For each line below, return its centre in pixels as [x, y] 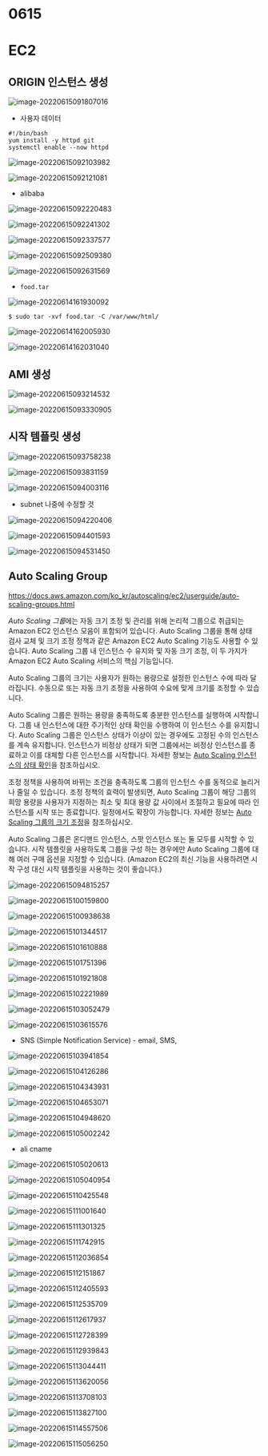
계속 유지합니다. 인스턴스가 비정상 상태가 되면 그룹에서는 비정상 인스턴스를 [132, 745]
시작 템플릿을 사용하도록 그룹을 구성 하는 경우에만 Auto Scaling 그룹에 [141, 849]
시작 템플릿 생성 [45, 437]
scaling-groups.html [42, 604]
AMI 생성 [30, 374]
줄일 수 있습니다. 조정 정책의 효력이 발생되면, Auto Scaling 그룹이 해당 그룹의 [136, 792]
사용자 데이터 [40, 119]
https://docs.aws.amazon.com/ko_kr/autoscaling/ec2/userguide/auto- [124, 595]
